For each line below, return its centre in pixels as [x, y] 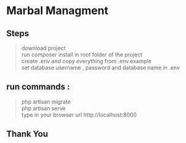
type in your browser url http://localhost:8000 [79, 115]
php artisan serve [43, 108]
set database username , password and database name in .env [101, 68]
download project [43, 48]
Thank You [27, 134]
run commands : [38, 87]
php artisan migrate [46, 101]
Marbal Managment [58, 11]
